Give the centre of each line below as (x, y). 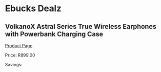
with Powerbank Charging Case (54, 34)
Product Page (19, 46)
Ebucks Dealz (33, 9)
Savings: (14, 64)
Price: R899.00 (20, 55)
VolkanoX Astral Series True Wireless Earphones (81, 27)
